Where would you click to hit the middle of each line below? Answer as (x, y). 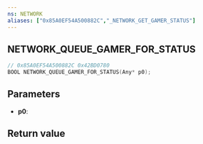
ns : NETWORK (25, 14)
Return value (36, 134)
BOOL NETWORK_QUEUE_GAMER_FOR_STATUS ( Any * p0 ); (79, 72)
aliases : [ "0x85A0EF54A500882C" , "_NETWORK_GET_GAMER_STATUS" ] (101, 21)
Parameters (34, 94)
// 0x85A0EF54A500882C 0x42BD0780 (59, 66)
